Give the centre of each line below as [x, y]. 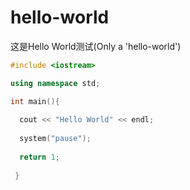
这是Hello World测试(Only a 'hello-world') [96, 46]
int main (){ [35, 101]
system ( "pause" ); [55, 139]
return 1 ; [39, 157]
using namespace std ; [55, 83]
